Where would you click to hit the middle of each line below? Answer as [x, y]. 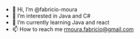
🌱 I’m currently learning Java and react [61, 22]
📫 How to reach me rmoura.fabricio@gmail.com [73, 29]
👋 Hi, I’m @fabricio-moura [45, 9]
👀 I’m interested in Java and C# [51, 16]
